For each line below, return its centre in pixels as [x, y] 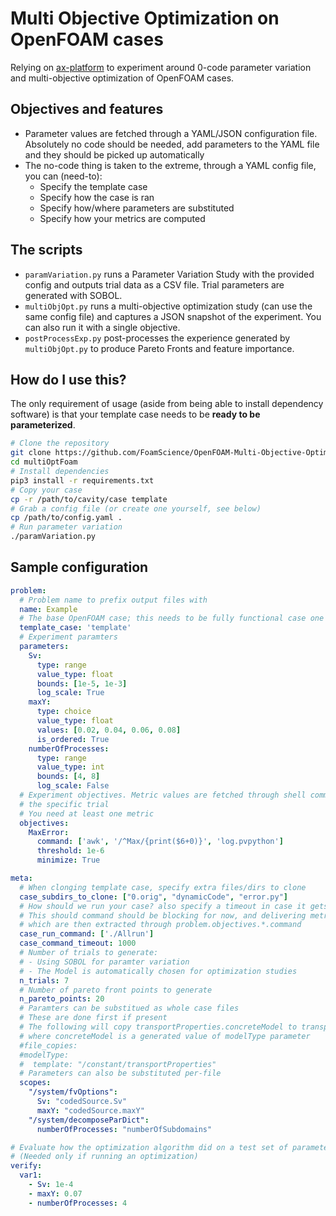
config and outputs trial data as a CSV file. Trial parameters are [154, 284]
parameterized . [43, 425]
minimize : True [68, 860]
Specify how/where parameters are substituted [137, 208]
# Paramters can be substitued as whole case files [129, 1008]
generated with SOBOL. [73, 295]
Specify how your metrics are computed [122, 218]
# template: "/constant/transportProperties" [118, 1064]
